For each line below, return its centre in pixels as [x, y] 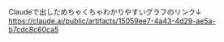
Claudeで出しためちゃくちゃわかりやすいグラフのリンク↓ [105, 12]
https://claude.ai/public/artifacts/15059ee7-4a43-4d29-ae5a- [112, 21]
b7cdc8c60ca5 [34, 29]
